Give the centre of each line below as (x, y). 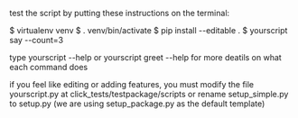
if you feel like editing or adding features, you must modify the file (132, 84)
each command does (49, 67)
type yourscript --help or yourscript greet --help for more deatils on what (145, 57)
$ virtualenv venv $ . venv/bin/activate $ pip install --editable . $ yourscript (149, 30)
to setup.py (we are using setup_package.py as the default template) (137, 104)
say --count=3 (37, 40)
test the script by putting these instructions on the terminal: (120, 13)
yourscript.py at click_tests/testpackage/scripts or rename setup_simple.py (149, 94)
